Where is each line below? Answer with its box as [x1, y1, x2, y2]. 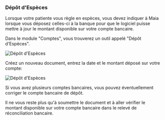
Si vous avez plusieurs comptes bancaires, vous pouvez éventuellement [5, 85, 154, 91]
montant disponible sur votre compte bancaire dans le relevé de [5, 105, 137, 111]
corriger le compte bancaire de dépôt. [5, 90, 84, 96]
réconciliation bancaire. [5, 110, 53, 116]
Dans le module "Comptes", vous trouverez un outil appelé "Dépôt [5, 35, 141, 41]
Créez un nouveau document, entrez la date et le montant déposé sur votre [5, 60, 160, 66]
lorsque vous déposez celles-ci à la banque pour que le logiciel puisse [5, 20, 150, 26]
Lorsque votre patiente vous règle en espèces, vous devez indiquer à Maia [5, 15, 159, 21]
